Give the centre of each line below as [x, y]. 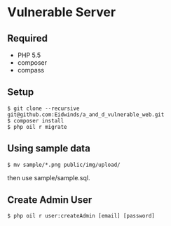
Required [27, 38]
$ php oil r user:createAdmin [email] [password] [81, 216]
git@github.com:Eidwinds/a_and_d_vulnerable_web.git [86, 114]
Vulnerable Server [62, 12]
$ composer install [36, 120]
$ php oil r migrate [37, 127]
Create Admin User [50, 200]
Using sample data [49, 149]
